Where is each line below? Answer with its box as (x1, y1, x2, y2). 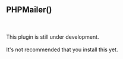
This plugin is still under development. (6, 33, 99, 41)
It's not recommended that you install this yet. (6, 46, 118, 53)
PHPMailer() (6, 5, 52, 15)
